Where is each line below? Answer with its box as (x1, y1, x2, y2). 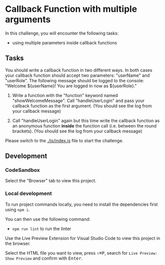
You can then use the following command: (5, 216, 91, 222)
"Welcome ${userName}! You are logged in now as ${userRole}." (5, 83, 137, 89)
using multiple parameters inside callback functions (12, 39, 117, 45)
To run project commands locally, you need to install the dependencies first (5, 201, 158, 207)
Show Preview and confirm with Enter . (5, 255, 83, 261)
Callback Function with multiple (5, 3, 137, 15)
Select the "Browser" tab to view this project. (5, 178, 97, 184)
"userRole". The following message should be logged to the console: (5, 77, 144, 83)
